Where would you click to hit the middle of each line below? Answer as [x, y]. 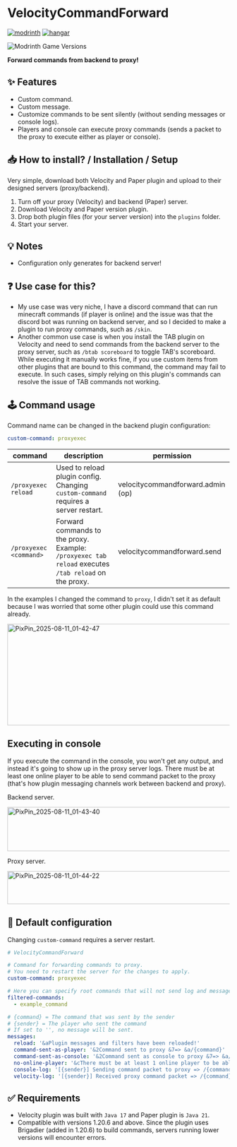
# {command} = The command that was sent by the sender [91, 1017]
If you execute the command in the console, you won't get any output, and [115, 761]
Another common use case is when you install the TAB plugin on [111, 337]
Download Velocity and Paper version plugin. [83, 209]
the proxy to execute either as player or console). [89, 136]
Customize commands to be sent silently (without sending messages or [121, 114]
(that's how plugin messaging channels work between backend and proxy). [117, 783]
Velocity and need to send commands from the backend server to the [119, 345]
